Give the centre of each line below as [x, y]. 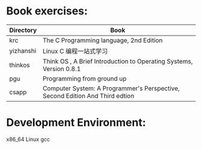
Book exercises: [47, 11]
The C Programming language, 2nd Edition [103, 40]
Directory [23, 30]
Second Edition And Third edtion [88, 96]
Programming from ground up [84, 78]
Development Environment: [76, 123]
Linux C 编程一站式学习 [75, 51]
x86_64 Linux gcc [28, 139]
